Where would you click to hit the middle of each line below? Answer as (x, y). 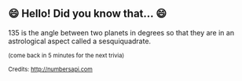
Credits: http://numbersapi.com (50, 69)
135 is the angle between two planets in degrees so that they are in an (121, 32)
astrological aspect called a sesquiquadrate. (80, 41)
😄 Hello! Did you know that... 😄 (88, 14)
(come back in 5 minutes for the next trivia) (66, 55)
